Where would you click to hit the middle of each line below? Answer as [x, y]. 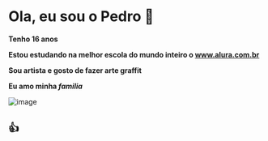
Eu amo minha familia [46, 86]
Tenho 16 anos [33, 39]
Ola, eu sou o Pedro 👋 [81, 17]
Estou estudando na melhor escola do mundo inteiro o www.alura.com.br [134, 54]
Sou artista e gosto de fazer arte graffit [75, 70]
